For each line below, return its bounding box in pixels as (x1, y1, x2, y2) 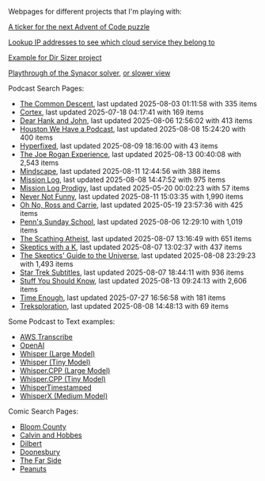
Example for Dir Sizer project (8, 53, 102, 62)
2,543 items (19, 158, 59, 167)
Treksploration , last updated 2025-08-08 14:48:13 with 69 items (19, 302, 229, 310)
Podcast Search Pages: (8, 83, 85, 93)
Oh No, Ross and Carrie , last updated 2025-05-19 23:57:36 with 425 (19, 200, 244, 210)
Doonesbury (19, 448, 61, 456)
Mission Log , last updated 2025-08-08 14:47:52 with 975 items (19, 175, 225, 184)
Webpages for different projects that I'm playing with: (8, 7, 182, 16)
